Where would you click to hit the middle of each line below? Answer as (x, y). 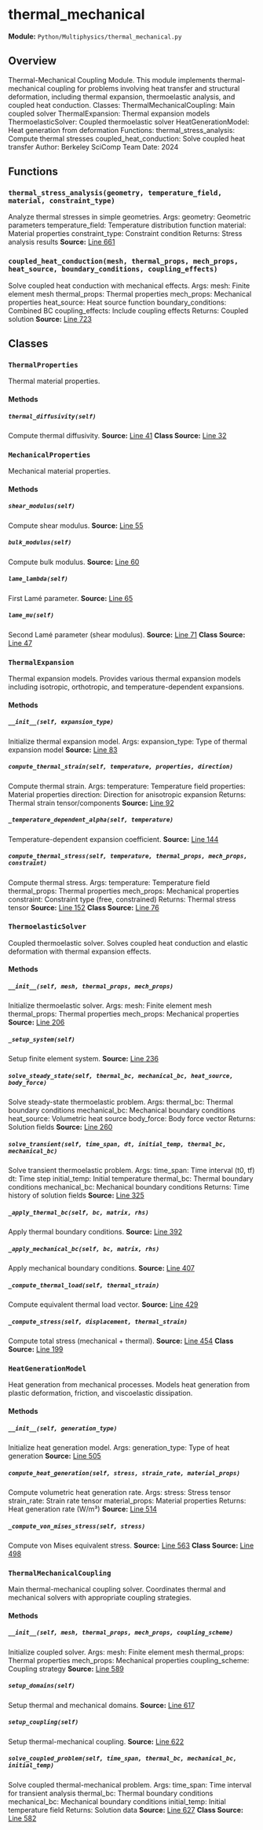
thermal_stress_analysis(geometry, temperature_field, (115, 193)
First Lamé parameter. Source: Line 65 (71, 598)
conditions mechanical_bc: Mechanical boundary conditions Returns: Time (129, 1187)
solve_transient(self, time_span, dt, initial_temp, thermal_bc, (117, 1144)
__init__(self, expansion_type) (61, 722)
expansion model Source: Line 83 (63, 750)
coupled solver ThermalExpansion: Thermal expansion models (109, 113)
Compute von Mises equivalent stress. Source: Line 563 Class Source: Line (131, 1545)
